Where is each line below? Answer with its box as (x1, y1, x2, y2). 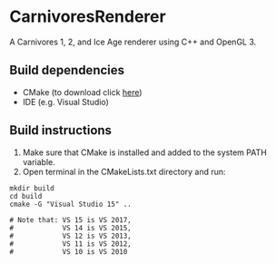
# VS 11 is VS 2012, (9, 239, 132, 249)
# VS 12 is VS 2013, (9, 231, 132, 240)
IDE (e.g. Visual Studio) (22, 96, 109, 107)
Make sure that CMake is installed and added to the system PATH (22, 147, 268, 158)
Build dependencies (9, 63, 125, 78)
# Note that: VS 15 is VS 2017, (9, 215, 132, 224)
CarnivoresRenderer (9, 6, 166, 27)
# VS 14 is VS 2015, (9, 223, 132, 232)
